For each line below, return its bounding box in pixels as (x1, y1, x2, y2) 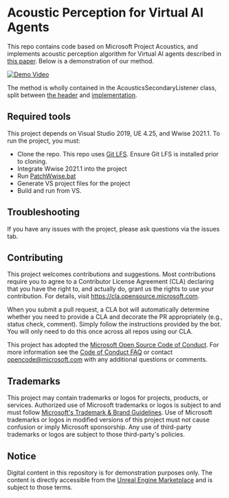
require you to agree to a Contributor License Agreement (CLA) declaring (7, 278, 215, 286)
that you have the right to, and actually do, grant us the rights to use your (7, 284, 215, 293)
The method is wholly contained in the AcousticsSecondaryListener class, (7, 83, 217, 92)
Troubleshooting (7, 207, 80, 218)
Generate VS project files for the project (17, 179, 131, 187)
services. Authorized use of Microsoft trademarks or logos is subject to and (7, 401, 221, 409)
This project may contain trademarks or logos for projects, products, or (7, 394, 208, 402)
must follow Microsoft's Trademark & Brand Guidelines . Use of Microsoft (7, 408, 212, 417)
